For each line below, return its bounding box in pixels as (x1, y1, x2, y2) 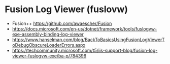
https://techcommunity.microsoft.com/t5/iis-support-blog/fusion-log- (12, 47, 158, 53)
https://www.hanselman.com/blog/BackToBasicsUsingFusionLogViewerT (12, 37, 165, 43)
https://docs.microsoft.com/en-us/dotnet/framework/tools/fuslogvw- (12, 25, 157, 31)
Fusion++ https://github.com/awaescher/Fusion (12, 20, 112, 26)
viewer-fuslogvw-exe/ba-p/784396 (12, 52, 87, 59)
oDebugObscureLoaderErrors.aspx (12, 42, 86, 48)
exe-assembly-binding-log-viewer (12, 31, 84, 37)
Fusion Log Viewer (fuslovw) (5, 4, 128, 15)
